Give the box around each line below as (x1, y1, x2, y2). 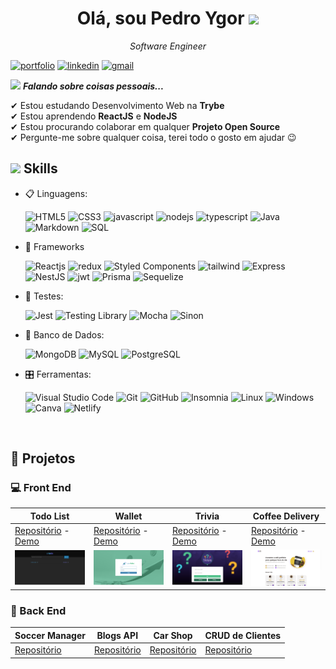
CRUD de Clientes (204, 629, 282, 641)
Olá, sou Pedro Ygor (76, 7, 245, 30)
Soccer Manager (14, 629, 86, 641)
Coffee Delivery (252, 510, 320, 522)
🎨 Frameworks (24, 240, 85, 252)
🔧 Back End (10, 603, 67, 617)
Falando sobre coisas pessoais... (22, 80, 165, 92)
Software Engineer (129, 40, 207, 52)
